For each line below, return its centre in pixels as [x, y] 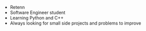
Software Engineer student [38, 12]
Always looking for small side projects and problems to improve [76, 23]
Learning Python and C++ [37, 18]
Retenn [17, 7]
